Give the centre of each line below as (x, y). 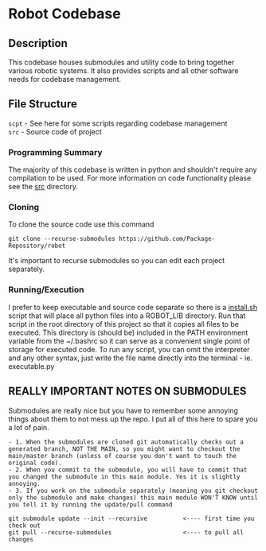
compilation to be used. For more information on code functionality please (130, 178)
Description (38, 43)
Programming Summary (55, 152)
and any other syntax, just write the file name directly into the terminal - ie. (131, 358)
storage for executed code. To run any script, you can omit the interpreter (129, 349)
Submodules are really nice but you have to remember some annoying (123, 410)
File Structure (43, 104)
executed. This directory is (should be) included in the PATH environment (128, 332)
